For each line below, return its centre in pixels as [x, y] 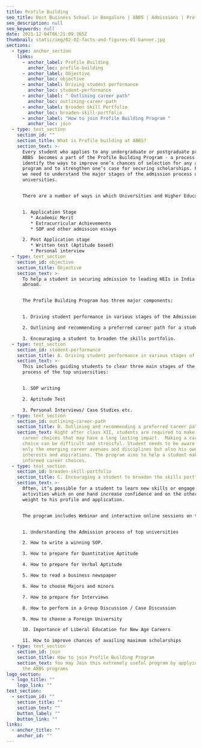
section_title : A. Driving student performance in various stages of [106, 355]
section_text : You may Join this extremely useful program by [96, 663]
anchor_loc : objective [56, 79]
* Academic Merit [52, 217]
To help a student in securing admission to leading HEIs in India [109, 279]
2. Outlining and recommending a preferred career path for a [102, 328]
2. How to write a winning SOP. [63, 543]
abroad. [32, 285]
